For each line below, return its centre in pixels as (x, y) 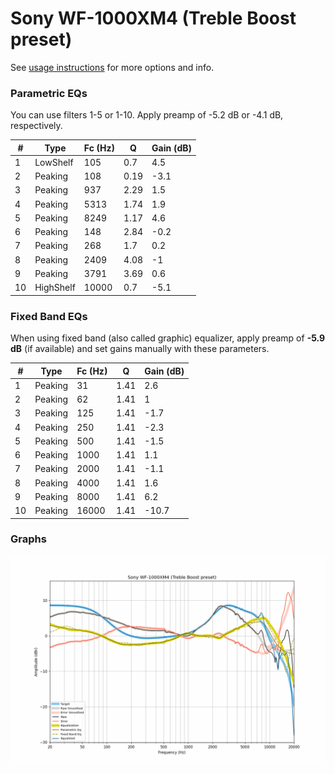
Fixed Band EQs (49, 316)
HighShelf (55, 288)
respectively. (36, 126)
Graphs (28, 539)
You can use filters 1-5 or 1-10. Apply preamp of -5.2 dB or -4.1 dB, (147, 115)
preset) (41, 39)
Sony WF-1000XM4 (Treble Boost (153, 18)
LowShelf (54, 162)
